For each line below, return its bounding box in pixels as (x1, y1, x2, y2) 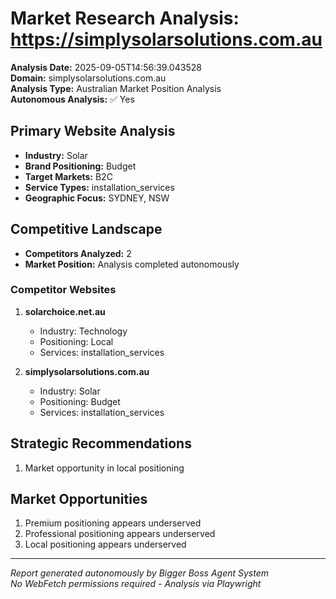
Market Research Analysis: (10, 7, 240, 30)
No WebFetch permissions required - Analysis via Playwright (10, 578, 262, 590)
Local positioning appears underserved (24, 538, 187, 551)
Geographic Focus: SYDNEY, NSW (24, 192, 170, 204)
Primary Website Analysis (10, 123, 176, 140)
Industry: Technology (39, 325, 128, 337)
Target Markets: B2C (24, 170, 113, 182)
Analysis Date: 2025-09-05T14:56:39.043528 (10, 61, 202, 73)
